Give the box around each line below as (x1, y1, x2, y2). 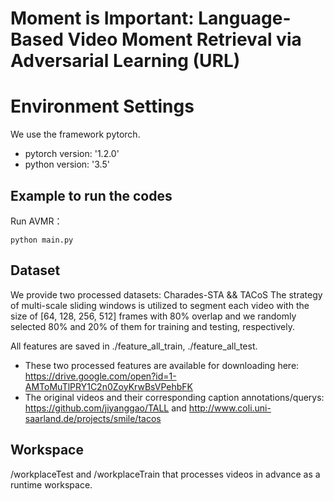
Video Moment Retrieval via (67, 28, 302, 51)
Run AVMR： (10, 215, 63, 227)
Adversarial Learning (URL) (10, 50, 241, 72)
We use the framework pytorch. (10, 128, 141, 141)
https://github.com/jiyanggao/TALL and (24, 402, 187, 414)
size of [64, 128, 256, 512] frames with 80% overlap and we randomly (10, 310, 297, 322)
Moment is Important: (10, 7, 195, 30)
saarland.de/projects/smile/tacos (24, 412, 162, 424)
